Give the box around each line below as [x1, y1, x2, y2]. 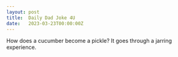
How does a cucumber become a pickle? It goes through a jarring [6, 37, 172, 45]
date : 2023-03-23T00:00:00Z [6, 20, 84, 26]
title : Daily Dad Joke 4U [6, 15, 75, 21]
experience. [6, 44, 37, 51]
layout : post [6, 9, 40, 15]
